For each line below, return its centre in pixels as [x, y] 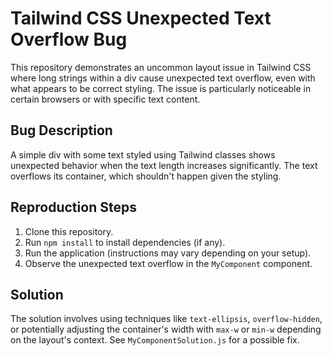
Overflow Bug [69, 39]
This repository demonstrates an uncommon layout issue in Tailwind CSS [161, 67]
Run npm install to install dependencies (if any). [125, 242]
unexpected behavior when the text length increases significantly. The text [164, 165]
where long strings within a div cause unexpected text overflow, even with [163, 78]
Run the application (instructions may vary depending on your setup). [168, 253]
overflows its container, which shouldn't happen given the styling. [146, 176]
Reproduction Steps [73, 207]
